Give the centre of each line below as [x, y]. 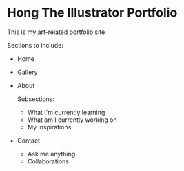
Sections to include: [35, 45]
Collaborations [48, 161]
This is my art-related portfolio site [56, 32]
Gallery [27, 72]
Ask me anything [51, 154]
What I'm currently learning [66, 112]
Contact [28, 141]
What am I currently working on [72, 120]
